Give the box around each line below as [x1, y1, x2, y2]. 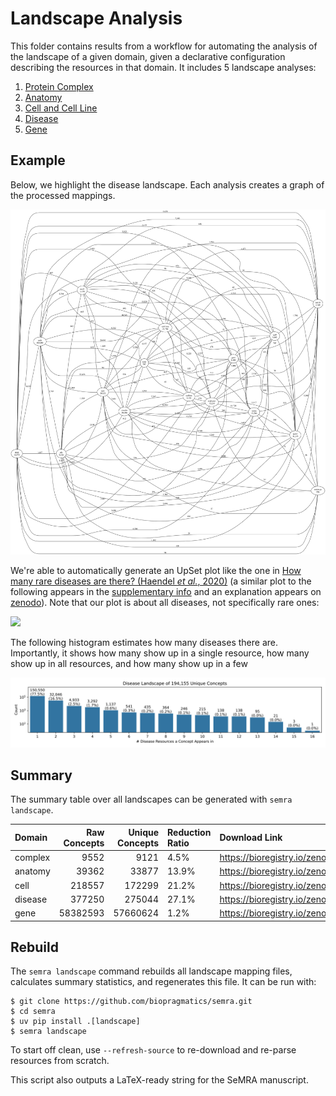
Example [10, 152, 66, 169]
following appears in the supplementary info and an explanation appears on [10, 586, 322, 598]
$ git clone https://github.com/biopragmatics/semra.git [10, 997, 253, 1007]
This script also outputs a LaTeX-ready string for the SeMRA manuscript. [10, 1074, 309, 1086]
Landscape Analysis [10, 7, 183, 30]
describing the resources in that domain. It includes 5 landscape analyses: [10, 61, 317, 73]
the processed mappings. [10, 189, 116, 201]
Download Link [219, 832, 283, 844]
